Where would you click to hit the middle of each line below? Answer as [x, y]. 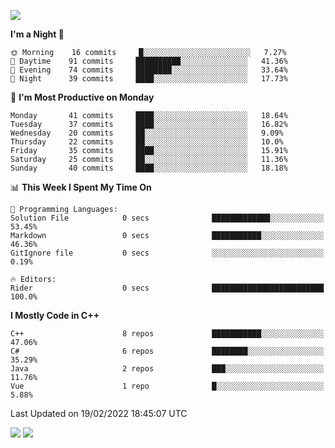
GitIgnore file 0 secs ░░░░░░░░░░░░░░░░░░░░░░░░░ [167, 253]
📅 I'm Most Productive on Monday [82, 97]
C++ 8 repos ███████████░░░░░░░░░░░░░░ [167, 334]
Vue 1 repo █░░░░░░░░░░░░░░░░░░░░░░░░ [167, 386]
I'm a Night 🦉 [37, 34]
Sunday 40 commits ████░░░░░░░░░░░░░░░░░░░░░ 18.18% [149, 168]
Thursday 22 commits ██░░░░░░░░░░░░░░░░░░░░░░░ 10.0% [147, 142]
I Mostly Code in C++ [55, 315]
